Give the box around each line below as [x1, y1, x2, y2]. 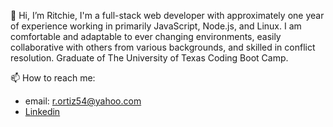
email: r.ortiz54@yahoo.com [24, 95, 142, 107]
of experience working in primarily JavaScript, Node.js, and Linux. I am [10, 20, 302, 32]
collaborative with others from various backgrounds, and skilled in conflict [10, 41, 316, 53]
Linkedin [24, 106, 61, 117]
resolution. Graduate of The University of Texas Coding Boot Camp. [10, 52, 289, 64]
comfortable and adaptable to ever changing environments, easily [10, 31, 282, 42]
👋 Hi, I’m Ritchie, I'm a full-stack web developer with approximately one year [10, 10, 325, 21]
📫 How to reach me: [10, 72, 96, 84]
